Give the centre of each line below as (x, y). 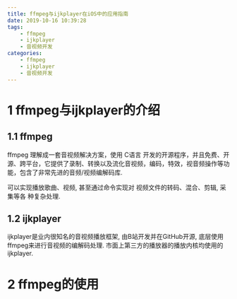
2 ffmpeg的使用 (53, 284)
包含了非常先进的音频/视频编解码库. (71, 172)
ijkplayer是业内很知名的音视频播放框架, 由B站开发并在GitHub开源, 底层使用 (115, 237)
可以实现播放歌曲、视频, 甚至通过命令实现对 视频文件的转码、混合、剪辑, (113, 187)
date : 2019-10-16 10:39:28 (47, 20)
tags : (15, 27)
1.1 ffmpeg (30, 137)
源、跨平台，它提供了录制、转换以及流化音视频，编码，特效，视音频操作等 (115, 163)
